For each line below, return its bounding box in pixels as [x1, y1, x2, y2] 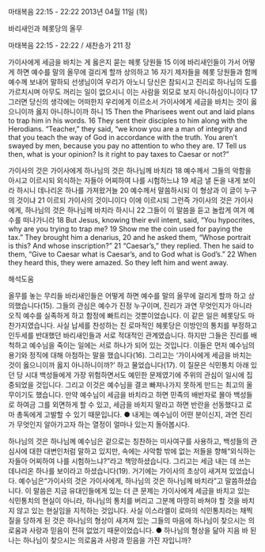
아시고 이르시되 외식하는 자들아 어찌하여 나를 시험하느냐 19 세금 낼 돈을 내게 [8, 176, 241, 185]
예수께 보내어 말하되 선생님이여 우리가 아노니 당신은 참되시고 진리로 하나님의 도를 [8, 78, 258, 86]
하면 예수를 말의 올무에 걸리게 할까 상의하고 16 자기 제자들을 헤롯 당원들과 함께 [16, 67, 258, 77]
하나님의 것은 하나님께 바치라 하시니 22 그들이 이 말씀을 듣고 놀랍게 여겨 [25, 205, 247, 215]
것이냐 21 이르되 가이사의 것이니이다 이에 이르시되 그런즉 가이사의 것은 [16, 196, 233, 204]
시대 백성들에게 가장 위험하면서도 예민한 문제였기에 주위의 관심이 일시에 [25, 371, 245, 379]
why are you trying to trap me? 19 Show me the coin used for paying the [8, 224, 243, 234]
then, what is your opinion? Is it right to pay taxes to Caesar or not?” [8, 150, 229, 158]
